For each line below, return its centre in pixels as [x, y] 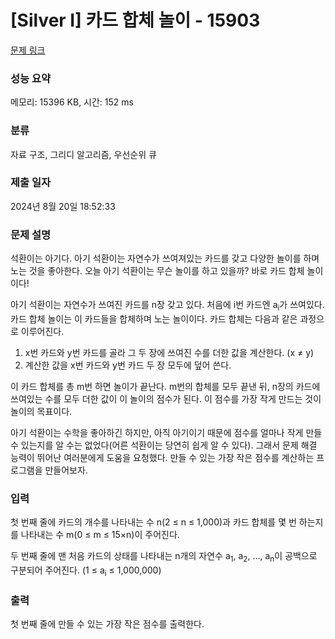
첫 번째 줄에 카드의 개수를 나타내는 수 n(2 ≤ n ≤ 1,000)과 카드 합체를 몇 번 [153, 522]
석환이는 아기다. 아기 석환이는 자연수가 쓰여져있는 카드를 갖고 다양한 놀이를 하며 [165, 258]
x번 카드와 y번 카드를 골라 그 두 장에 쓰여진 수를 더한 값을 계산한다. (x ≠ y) [169, 352]
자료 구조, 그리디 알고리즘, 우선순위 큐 [83, 154]
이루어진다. [42, 331]
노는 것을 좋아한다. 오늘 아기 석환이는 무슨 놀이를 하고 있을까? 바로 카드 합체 [157, 271]
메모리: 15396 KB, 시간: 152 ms [72, 102]
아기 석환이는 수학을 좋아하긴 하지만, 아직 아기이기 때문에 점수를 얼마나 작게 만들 [166, 432]
